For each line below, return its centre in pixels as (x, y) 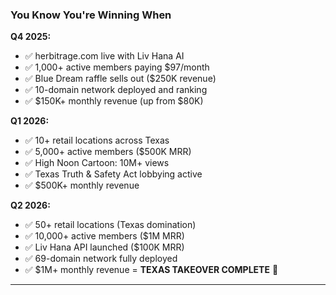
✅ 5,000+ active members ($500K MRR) (108, 152)
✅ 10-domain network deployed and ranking (116, 90)
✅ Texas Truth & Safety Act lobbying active (113, 174)
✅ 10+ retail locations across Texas (97, 140)
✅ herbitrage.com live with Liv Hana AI (104, 56)
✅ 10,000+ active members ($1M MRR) (104, 236)
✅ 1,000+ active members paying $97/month (117, 67)
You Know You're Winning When (91, 15)
